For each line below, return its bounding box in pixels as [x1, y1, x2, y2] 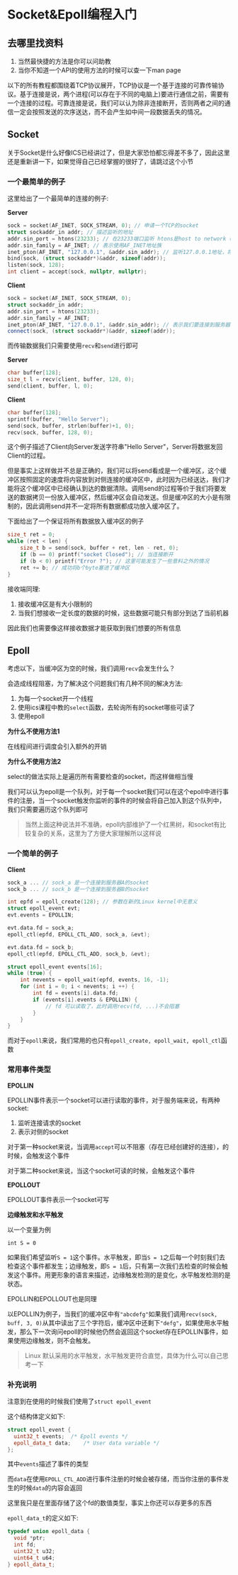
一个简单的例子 [7, 849, 59, 858]
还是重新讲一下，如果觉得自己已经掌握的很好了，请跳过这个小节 [7, 157, 193, 165]
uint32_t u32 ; [13, 1548, 55, 1555]
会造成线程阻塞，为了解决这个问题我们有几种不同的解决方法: [7, 679, 183, 688]
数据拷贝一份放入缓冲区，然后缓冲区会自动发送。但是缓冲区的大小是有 [19, 493, 225, 502]
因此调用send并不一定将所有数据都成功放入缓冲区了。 [25, 502, 183, 511]
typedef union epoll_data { [7, 1528, 91, 1535]
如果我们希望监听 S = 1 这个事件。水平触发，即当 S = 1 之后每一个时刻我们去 [7, 1253, 225, 1261]
